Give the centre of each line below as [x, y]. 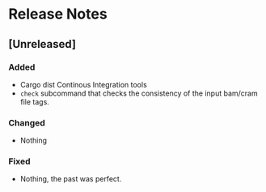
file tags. [35, 101]
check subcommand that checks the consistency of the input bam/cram [139, 93]
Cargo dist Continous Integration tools [83, 84]
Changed [27, 122]
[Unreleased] [42, 44]
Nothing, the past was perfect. [71, 179]
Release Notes [58, 14]
